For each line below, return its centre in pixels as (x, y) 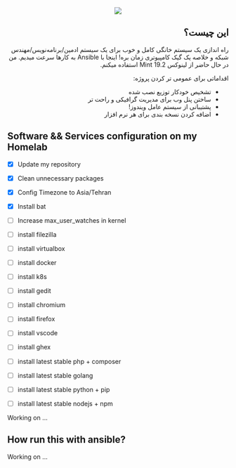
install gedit (34, 291)
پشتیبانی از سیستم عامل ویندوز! (170, 106)
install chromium (41, 305)
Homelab (27, 147)
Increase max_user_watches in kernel (72, 220)
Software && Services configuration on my (103, 136)
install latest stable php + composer (69, 361)
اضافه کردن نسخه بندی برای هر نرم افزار (158, 114)
